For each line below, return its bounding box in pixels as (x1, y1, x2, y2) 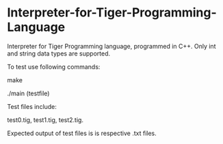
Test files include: (7, 102, 57, 110)
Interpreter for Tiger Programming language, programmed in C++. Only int (7, 42, 216, 50)
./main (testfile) (7, 89, 50, 97)
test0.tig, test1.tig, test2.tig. (7, 115, 84, 124)
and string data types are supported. (7, 49, 111, 58)
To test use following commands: (7, 62, 101, 71)
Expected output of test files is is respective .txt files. (7, 129, 157, 137)
